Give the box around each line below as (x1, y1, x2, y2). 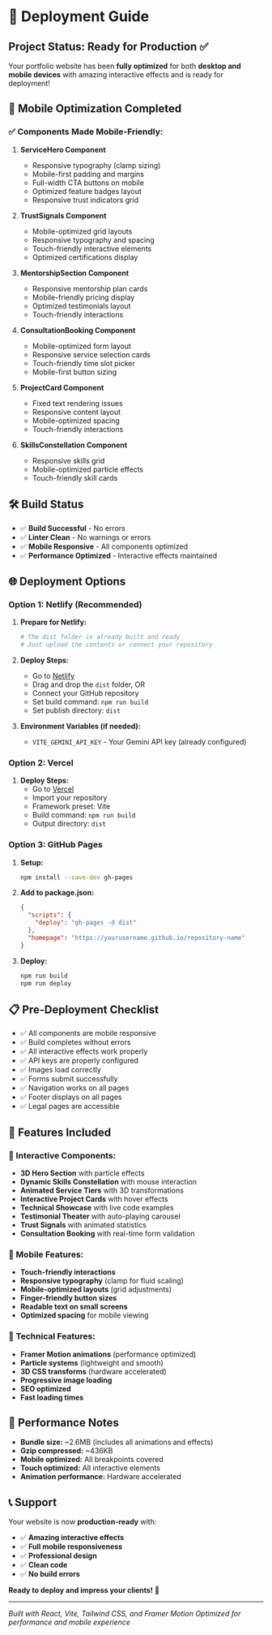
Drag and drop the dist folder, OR (32, 679, 146, 689)
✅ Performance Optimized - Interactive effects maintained (19, 550, 217, 560)
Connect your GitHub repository (32, 688, 139, 697)
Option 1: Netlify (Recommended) (8, 598, 142, 610)
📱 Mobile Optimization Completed (8, 101, 182, 116)
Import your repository (32, 793, 108, 803)
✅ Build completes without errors (19, 1038, 131, 1047)
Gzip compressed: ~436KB (19, 1446, 113, 1456)
